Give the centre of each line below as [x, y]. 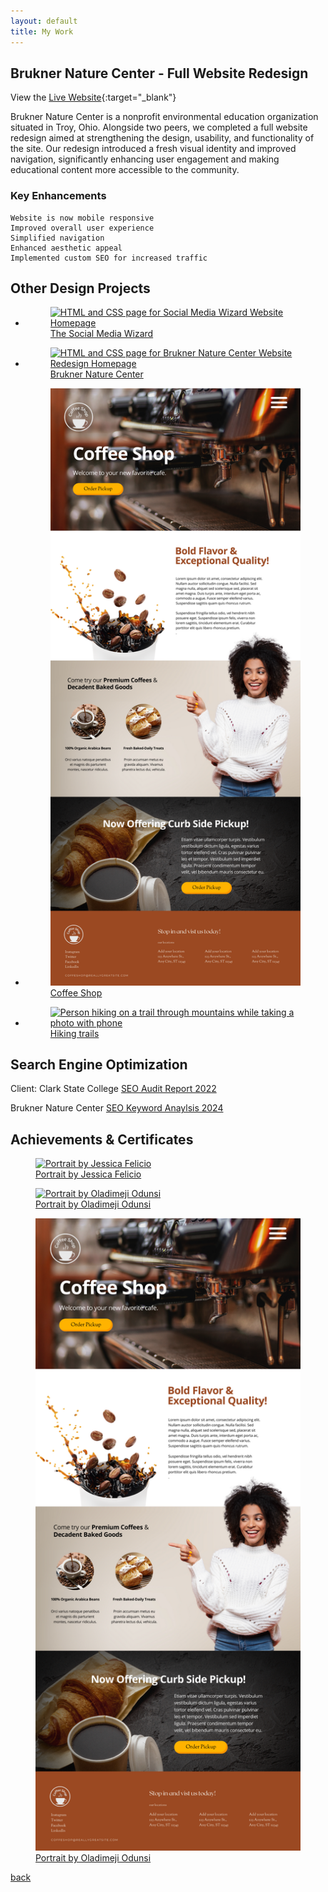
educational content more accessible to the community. [125, 170]
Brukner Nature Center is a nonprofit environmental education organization [164, 117]
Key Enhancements [58, 196]
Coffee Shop [76, 992]
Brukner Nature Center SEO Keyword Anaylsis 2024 [117, 1108]
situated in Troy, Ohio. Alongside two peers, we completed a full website [159, 127]
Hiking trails [74, 1033]
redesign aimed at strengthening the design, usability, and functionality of [162, 138]
